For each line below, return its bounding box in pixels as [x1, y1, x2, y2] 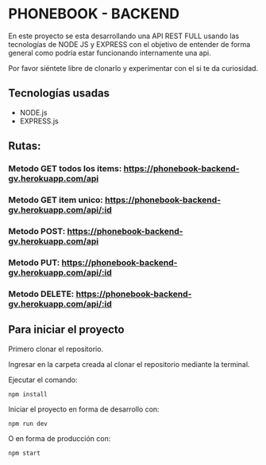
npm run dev [8, 420, 48, 428]
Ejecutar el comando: [8, 375, 78, 385]
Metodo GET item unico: [8, 194, 103, 205]
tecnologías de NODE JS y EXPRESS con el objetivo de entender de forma [8, 39, 251, 49]
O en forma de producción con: [8, 433, 111, 443]
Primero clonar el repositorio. [8, 344, 104, 354]
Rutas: [8, 139, 41, 153]
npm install [8, 390, 48, 398]
